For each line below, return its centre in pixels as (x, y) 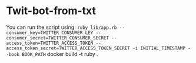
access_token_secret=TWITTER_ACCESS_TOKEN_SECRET (68, 48)
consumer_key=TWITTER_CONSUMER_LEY (50, 33)
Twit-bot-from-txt (51, 11)
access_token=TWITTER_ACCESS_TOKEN (50, 43)
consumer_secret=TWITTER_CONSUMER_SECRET (58, 38)
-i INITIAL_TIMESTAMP (159, 48)
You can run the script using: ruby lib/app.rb (62, 27)
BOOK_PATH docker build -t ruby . (60, 54)
